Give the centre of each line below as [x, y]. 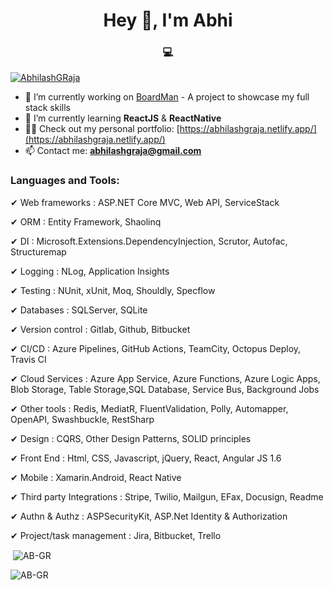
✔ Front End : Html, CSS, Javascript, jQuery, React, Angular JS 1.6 [146, 458]
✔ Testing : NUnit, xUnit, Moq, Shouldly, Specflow [113, 290]
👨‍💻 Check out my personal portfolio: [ [102, 129]
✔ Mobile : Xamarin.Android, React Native [96, 477]
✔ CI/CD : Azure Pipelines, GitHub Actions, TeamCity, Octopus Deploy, [156, 348]
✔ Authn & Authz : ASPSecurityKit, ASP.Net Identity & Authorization [149, 516]
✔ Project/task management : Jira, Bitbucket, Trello [116, 535]
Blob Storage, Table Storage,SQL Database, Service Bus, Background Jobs [165, 389]
